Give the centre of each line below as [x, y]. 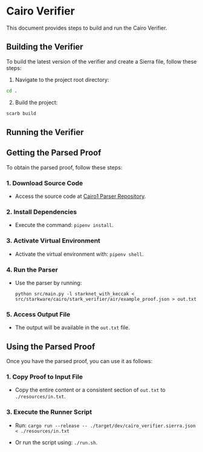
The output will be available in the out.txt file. [72, 327]
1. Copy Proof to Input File [45, 376]
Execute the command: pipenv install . [64, 225]
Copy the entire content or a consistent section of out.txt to [90, 390]
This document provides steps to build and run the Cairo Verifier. [87, 28]
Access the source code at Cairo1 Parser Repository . [80, 196]
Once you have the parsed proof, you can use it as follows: [79, 361]
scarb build [21, 113]
